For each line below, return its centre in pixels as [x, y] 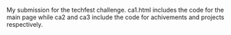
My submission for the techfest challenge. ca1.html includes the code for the [115, 10]
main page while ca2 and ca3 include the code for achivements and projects [115, 17]
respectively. [25, 24]
